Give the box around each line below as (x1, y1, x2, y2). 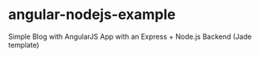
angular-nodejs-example (8, 6, 176, 24)
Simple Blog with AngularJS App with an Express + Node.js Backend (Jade (8, 32, 252, 41)
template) (8, 40, 40, 49)
